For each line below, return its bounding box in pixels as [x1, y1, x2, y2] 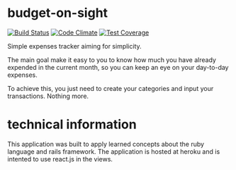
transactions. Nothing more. [7, 92, 89, 100]
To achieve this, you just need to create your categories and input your [7, 84, 214, 92]
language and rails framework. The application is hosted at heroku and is [7, 147, 220, 156]
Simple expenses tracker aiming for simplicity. [7, 42, 142, 50]
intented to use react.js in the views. [7, 154, 113, 163]
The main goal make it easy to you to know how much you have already [7, 55, 216, 64]
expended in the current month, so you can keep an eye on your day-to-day [7, 63, 229, 71]
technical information [7, 116, 137, 133]
